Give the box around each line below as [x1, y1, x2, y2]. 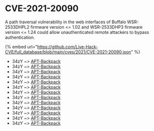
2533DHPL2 [5, 24, 30, 30]
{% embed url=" [5, 44, 38, 49]
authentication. [5, 34, 35, 40]
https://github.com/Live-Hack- [37, 44, 98, 49]
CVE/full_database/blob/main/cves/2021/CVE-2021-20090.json [5, 49, 132, 55]
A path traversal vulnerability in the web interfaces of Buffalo [5, 19, 126, 25]
